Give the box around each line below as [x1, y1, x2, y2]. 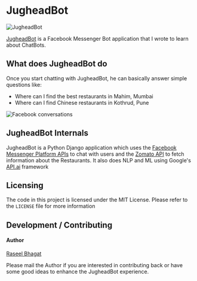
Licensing [6, 180, 44, 191]
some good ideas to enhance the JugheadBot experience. [6, 268, 149, 275]
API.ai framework [6, 163, 49, 170]
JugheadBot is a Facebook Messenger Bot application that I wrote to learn [6, 35, 189, 42]
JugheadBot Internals [6, 128, 88, 138]
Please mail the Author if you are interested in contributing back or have [6, 261, 183, 268]
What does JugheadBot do [6, 59, 107, 69]
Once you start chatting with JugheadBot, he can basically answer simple [6, 74, 187, 81]
